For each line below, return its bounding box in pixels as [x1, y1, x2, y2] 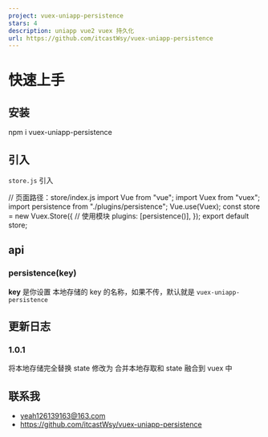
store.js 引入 [8, 176, 54, 186]
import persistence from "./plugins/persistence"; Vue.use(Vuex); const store [8, 202, 261, 211]
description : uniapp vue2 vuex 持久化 [8, 27, 135, 35]
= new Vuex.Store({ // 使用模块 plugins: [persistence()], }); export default [8, 211, 250, 221]
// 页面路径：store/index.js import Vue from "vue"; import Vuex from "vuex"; [8, 193, 261, 202]
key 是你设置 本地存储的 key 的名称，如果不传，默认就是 [8, 287, 195, 296]
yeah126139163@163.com [19, 411, 106, 421]
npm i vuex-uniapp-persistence [8, 128, 112, 137]
